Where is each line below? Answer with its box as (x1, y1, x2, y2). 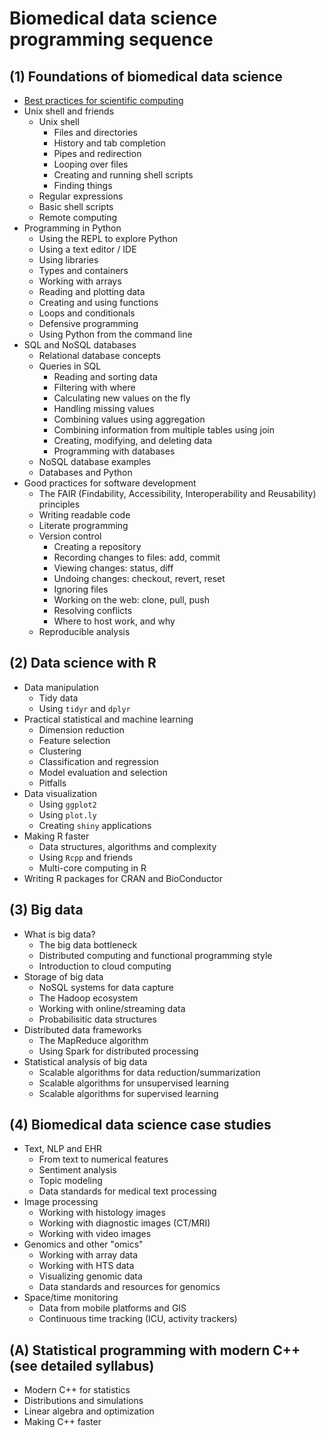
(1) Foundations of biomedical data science (9, 68, 283, 85)
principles (38, 498, 81, 510)
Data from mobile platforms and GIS (38, 1302, 187, 1314)
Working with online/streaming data (38, 1002, 186, 1014)
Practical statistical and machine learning (23, 713, 194, 725)
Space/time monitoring (23, 1292, 119, 1304)
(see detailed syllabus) (9, 1357, 155, 1374)
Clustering (38, 745, 82, 757)
